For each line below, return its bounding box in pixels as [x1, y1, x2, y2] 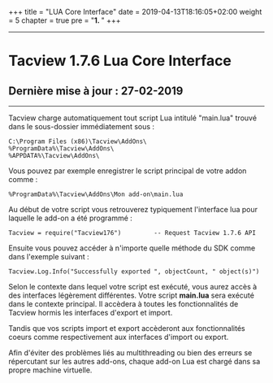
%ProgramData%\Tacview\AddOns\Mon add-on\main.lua [8, 190, 184, 198]
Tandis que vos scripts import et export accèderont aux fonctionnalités [8, 324, 245, 333]
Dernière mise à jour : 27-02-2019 [8, 84, 184, 98]
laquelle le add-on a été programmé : [8, 213, 132, 223]
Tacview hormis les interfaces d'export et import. [8, 308, 173, 317]
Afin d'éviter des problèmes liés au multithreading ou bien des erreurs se [8, 348, 253, 357]
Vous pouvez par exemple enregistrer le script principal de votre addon [8, 166, 247, 176]
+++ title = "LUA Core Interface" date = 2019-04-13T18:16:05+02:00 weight [8, 7, 262, 16]
